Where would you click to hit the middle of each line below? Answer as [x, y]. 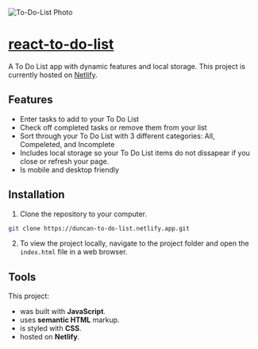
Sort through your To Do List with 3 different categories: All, [117, 136]
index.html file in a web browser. [73, 252]
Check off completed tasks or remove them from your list [114, 127]
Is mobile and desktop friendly [69, 169]
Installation [37, 195]
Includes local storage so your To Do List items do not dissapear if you [135, 153]
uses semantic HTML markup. [70, 320]
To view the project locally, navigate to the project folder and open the [135, 243]
